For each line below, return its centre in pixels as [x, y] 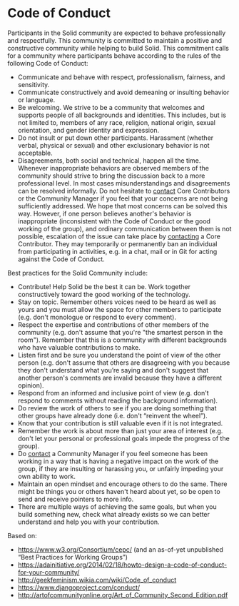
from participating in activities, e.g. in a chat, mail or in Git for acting [117, 251]
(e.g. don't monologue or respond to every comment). [97, 317]
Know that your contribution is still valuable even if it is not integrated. [120, 423]
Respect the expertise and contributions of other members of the [113, 324]
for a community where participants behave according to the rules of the [114, 56]
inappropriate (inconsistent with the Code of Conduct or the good [114, 221]
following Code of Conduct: [48, 63]
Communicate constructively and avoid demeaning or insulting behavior [123, 92]
